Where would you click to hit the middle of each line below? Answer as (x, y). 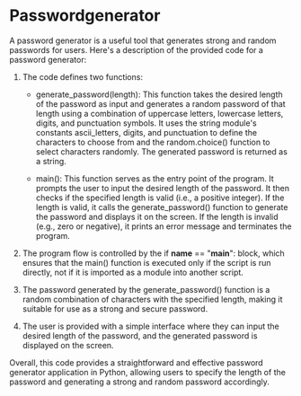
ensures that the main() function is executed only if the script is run (146, 262)
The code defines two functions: (83, 76)
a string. (51, 161)
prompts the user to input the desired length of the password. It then (163, 188)
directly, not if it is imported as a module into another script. (133, 272)
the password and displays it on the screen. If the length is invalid (157, 216)
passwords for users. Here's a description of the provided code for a (136, 49)
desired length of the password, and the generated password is (140, 335)
